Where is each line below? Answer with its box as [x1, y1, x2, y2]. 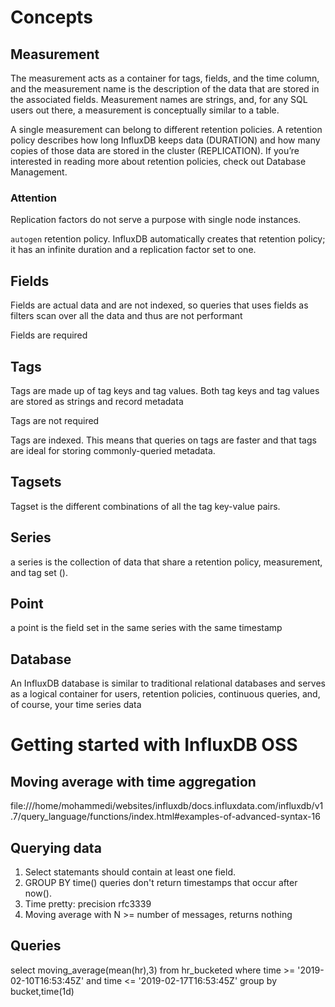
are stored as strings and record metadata [10, 395, 184, 407]
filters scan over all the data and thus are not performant [10, 310, 243, 322]
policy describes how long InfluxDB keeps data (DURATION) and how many [10, 134, 321, 146]
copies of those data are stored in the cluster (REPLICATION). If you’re [10, 145, 300, 156]
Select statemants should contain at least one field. [24, 866, 237, 878]
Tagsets [10, 474, 62, 491]
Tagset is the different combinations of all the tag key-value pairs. [10, 500, 281, 512]
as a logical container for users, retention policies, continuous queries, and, [10, 688, 321, 700]
